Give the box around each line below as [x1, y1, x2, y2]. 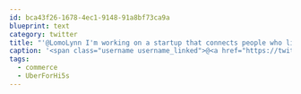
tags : [9, 55, 30, 64]
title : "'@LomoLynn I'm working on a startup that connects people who [9, 38, 282, 47]
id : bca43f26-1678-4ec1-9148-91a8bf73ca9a [9, 13, 170, 22]
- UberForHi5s [17, 72, 70, 81]
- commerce [17, 64, 58, 73]
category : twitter [9, 30, 78, 38]
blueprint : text [9, 21, 70, 30]
